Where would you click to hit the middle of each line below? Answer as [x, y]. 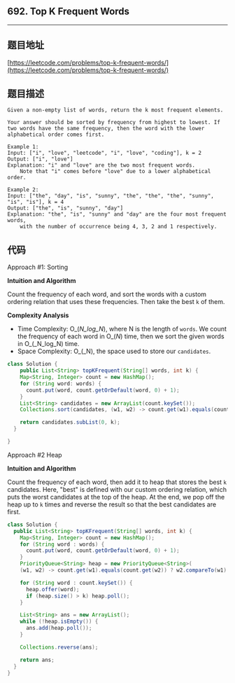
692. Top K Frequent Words [69, 12]
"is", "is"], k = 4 [36, 202]
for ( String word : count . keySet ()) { [76, 583]
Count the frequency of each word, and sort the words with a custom [107, 294]
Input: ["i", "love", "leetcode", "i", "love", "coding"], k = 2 [104, 153]
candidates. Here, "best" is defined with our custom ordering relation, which [117, 489]
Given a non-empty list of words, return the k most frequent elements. [115, 110]
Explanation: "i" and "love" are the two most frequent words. [101, 165]
